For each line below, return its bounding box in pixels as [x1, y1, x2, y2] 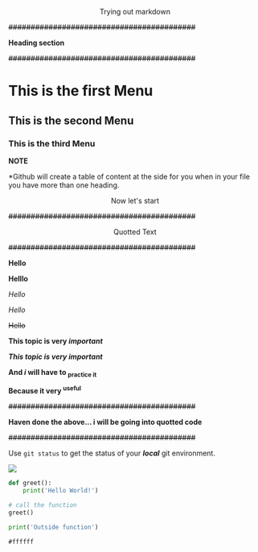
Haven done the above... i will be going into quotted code [8, 418, 203, 427]
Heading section [8, 38, 65, 47]
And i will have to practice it [8, 367, 97, 379]
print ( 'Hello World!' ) [23, 487, 99, 495]
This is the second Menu [8, 113, 134, 127]
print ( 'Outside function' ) [8, 523, 99, 531]
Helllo [8, 274, 28, 283]
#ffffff [8, 538, 35, 546]
